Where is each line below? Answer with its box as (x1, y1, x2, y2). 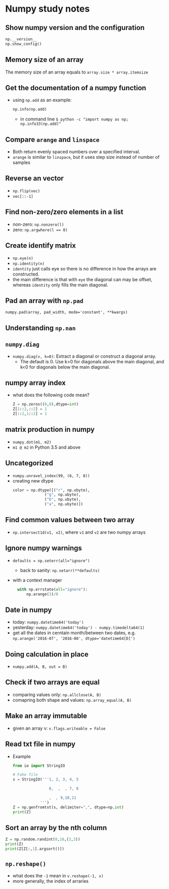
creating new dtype (12, 477, 54, 484)
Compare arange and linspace (5, 135, 100, 144)
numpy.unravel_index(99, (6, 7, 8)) (12, 473, 90, 478)
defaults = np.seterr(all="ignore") (12, 558, 90, 563)
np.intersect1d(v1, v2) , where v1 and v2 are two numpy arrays (12, 529, 146, 535)
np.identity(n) (12, 261, 45, 266)
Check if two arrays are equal (5, 678, 100, 687)
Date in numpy (5, 605, 52, 614)
